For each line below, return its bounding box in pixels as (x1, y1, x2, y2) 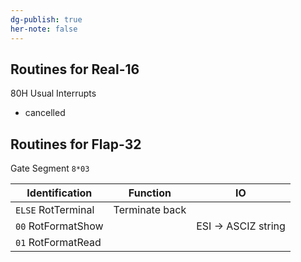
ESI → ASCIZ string (196, 219, 286, 233)
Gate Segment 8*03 (10, 162, 90, 175)
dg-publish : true (10, 14, 83, 25)
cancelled (24, 107, 66, 119)
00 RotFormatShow (15, 219, 104, 233)
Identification (26, 186, 93, 200)
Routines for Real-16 (10, 61, 140, 78)
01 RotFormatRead (15, 236, 102, 250)
